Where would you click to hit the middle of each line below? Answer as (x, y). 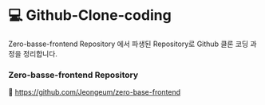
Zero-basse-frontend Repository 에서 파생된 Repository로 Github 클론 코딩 (129, 44)
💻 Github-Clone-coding (90, 16)
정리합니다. (40, 53)
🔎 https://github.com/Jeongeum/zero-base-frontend (95, 92)
